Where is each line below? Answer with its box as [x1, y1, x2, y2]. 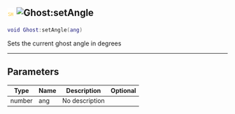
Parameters [7, 66, 59, 78]
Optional [111, 87, 136, 94]
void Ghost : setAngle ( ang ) [7, 26, 83, 34]
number [10, 97, 33, 105]
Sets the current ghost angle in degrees [7, 39, 122, 48]
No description [62, 97, 105, 105]
